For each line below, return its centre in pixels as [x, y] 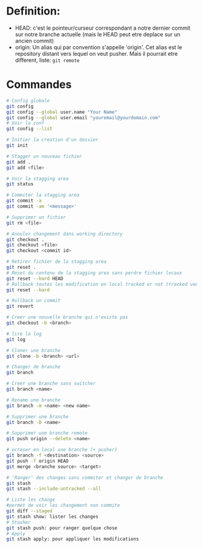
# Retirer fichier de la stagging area [56, 262]
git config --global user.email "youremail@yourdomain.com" [84, 117]
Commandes [39, 84]
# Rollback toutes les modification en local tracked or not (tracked [97, 284]
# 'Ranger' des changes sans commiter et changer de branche [85, 477]
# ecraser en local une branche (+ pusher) [62, 450]
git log [16, 339]
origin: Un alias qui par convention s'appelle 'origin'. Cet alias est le [98, 47]
